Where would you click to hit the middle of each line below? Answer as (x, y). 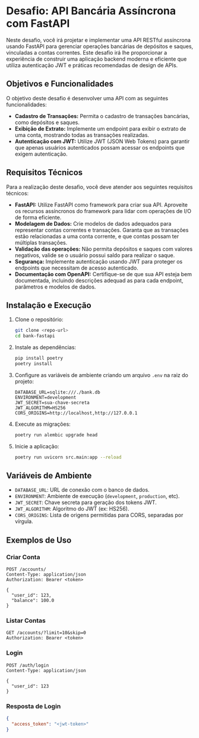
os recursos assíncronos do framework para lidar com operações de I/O (103, 211)
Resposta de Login (34, 706)
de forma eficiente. (38, 217)
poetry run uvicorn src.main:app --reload (68, 457)
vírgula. (24, 521)
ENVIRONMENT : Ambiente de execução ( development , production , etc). (97, 496)
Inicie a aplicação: (37, 446)
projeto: (24, 381)
